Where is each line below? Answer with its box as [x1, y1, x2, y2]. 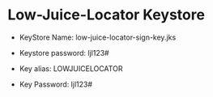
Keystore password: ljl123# [19, 48, 110, 57]
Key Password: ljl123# [19, 79, 93, 89]
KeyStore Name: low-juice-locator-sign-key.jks [19, 32, 177, 42]
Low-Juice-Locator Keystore [7, 6, 206, 24]
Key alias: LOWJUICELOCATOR [19, 63, 123, 74]
